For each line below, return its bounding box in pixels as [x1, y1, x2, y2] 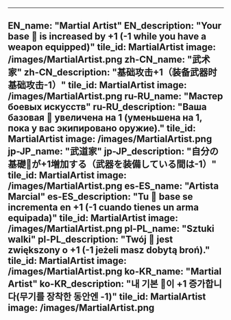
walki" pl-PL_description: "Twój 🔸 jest [8, 234, 173, 245]
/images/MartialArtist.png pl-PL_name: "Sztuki [8, 223, 215, 235]
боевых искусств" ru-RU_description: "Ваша [8, 101, 208, 113]
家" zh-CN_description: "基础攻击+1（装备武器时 [8, 66, 218, 79]
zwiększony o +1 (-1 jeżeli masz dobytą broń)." [8, 244, 210, 256]
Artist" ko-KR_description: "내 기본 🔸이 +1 [8, 278, 187, 290]
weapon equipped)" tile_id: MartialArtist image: [8, 42, 217, 53]
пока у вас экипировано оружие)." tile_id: [8, 122, 196, 134]
